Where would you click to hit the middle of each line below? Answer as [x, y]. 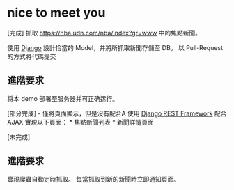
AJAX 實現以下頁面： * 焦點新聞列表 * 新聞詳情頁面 [81, 122]
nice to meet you [56, 13]
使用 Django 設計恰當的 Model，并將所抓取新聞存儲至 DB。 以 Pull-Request [115, 47]
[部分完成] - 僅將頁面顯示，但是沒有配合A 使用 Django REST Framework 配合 [117, 113]
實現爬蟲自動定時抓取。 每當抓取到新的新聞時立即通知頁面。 [93, 179]
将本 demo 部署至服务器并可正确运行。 [63, 98]
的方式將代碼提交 [32, 56]
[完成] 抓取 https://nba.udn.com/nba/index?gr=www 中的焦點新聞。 [104, 33]
